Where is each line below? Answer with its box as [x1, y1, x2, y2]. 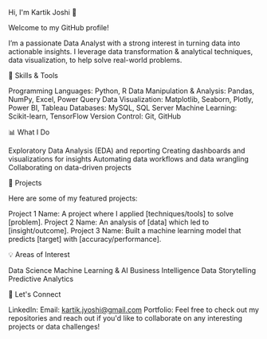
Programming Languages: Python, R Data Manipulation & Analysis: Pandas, [8, 86, 255, 95]
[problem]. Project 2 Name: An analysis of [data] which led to [8, 217, 210, 227]
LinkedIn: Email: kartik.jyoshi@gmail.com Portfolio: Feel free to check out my [8, 305, 259, 314]
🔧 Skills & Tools [8, 71, 58, 80]
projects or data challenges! [8, 322, 100, 331]
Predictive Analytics [8, 275, 74, 283]
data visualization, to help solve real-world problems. [8, 56, 183, 64]
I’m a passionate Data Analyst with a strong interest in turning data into [8, 38, 241, 48]
